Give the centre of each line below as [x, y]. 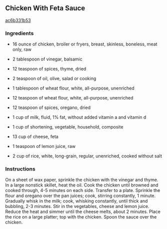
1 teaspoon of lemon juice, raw [44, 146]
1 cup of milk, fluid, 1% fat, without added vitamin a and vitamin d [79, 117]
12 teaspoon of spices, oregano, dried [51, 107]
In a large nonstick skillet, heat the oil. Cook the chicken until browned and [82, 185]
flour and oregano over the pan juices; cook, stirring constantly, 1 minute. [80, 196]
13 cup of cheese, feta [35, 136]
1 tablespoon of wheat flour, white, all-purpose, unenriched [73, 88]
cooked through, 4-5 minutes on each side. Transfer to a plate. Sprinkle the [83, 190]
